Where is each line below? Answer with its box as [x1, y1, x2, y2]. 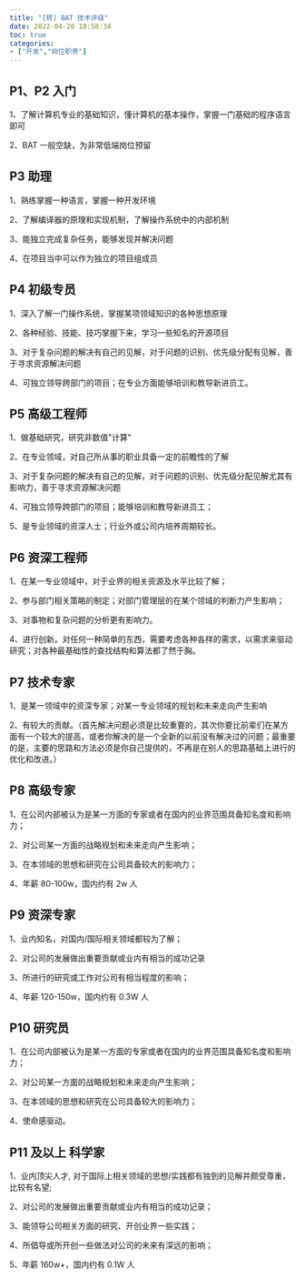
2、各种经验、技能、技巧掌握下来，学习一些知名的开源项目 [9, 327, 230, 337]
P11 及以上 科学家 [9, 1144, 105, 1160]
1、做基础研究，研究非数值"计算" [9, 432, 132, 443]
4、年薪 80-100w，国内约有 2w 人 [9, 878, 138, 889]
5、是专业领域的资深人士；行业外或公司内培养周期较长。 [9, 520, 221, 532]
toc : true [9, 30, 47, 39]
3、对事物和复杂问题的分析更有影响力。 [9, 615, 158, 626]
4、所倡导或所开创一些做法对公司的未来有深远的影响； [9, 1240, 214, 1251]
